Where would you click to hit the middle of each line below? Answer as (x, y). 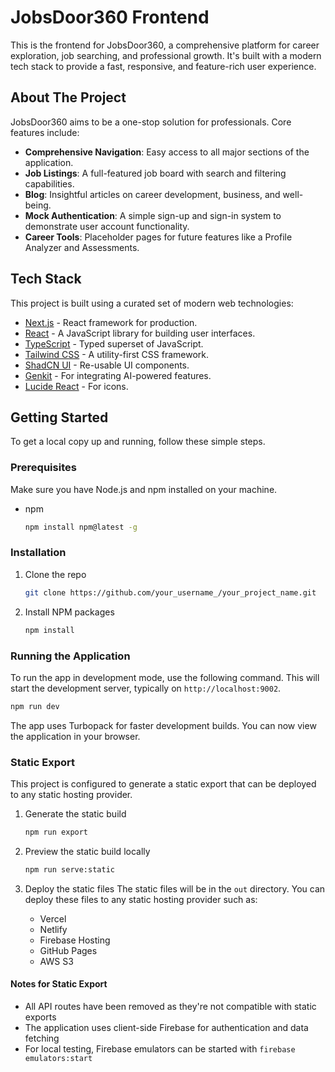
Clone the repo (55, 574)
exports (40, 1017)
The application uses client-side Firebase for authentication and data (166, 1028)
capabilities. (49, 183)
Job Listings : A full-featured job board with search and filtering (155, 173)
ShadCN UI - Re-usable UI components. (107, 365)
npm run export (56, 832)
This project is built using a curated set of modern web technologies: (152, 303)
